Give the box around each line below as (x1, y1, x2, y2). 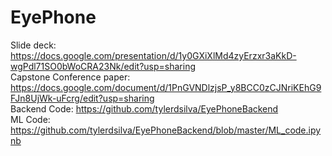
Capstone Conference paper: (10, 71, 131, 83)
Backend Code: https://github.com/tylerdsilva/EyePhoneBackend (10, 102, 279, 115)
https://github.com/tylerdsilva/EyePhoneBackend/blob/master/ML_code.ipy (10, 124, 322, 136)
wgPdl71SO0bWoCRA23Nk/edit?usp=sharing (10, 60, 197, 72)
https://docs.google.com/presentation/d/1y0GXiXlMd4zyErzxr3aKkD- (10, 49, 297, 61)
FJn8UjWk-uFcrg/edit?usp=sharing (10, 92, 155, 104)
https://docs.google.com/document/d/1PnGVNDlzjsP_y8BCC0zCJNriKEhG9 (10, 81, 322, 93)
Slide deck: (10, 39, 57, 51)
